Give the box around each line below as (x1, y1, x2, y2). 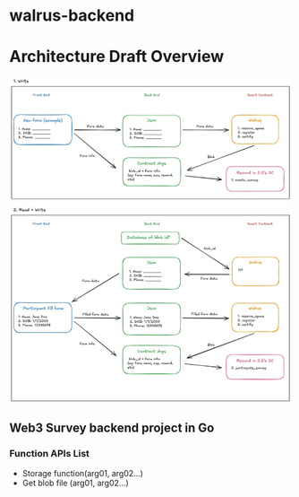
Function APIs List (9, 448, 90, 460)
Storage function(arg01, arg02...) (21, 467, 143, 478)
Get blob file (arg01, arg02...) (21, 477, 130, 488)
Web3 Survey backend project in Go (9, 421, 215, 436)
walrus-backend (9, 5, 135, 26)
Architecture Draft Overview (9, 47, 225, 67)
